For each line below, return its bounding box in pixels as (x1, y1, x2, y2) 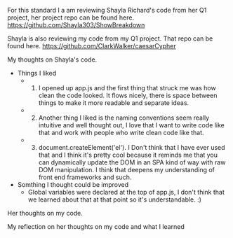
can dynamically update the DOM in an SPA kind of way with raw (38, 158, 226, 167)
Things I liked (17, 69, 57, 77)
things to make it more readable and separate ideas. (38, 99, 189, 107)
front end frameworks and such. (38, 173, 132, 181)
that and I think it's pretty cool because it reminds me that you (38, 150, 218, 159)
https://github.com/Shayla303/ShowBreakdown (7, 21, 145, 29)
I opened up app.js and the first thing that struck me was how (38, 84, 216, 92)
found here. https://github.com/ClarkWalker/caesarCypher (7, 42, 177, 50)
